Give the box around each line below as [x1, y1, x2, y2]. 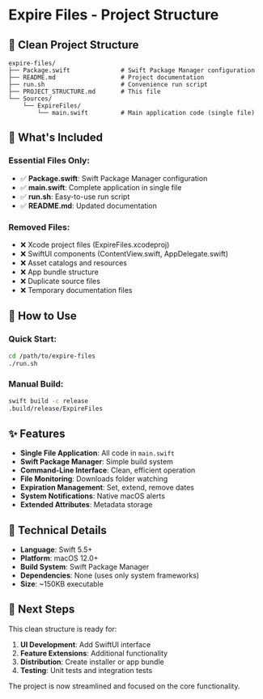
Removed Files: [8, 221, 70, 232]
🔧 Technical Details [8, 523, 108, 537]
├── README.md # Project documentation [8, 74, 205, 82]
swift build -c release [8, 396, 89, 405]
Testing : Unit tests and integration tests [19, 665, 153, 675]
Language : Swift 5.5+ [19, 544, 93, 555]
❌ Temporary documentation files [19, 285, 133, 294]
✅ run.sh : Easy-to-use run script [19, 192, 130, 201]
